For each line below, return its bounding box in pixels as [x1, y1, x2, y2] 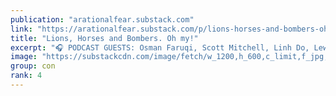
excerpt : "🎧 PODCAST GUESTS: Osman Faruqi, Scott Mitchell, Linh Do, [10, 42, 310, 53]
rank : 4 [10, 71, 43, 81]
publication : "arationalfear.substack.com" [10, 14, 195, 25]
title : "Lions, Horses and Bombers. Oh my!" [10, 33, 199, 43]
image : [10, 52, 38, 62]
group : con [10, 61, 56, 71]
